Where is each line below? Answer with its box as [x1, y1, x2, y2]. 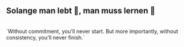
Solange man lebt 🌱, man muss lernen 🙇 [6, 6, 156, 16]
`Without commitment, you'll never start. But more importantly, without [6, 28, 179, 35]
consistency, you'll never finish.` [6, 33, 85, 41]
